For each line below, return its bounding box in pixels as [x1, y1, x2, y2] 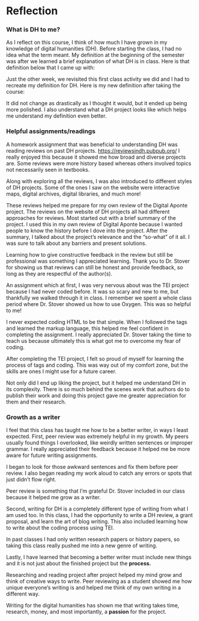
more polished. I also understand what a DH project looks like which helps [6, 106, 187, 114]
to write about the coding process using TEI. [6, 524, 114, 531]
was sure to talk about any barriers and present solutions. [6, 239, 147, 247]
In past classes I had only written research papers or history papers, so [6, 536, 180, 543]
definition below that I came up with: [6, 64, 95, 71]
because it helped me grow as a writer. [6, 494, 101, 501]
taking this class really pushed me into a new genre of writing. [6, 542, 158, 549]
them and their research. [6, 398, 66, 405]
